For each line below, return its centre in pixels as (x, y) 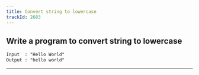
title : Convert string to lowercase (51, 12)
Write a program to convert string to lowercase (94, 41)
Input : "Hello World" (36, 55)
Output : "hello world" (36, 60)
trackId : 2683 (24, 17)
